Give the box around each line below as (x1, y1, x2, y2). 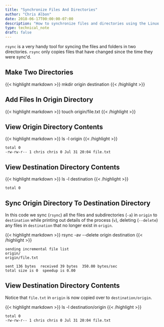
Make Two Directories (5, 68, 74, 77)
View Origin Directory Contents (5, 123, 103, 131)
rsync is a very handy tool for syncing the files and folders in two (5, 44, 136, 49)
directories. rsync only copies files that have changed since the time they (5, 49, 153, 55)
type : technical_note (5, 26, 50, 30)
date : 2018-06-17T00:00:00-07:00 (5, 16, 74, 21)
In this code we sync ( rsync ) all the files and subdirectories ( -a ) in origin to (5, 212, 158, 218)
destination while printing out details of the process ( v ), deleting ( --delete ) (5, 217, 158, 223)
